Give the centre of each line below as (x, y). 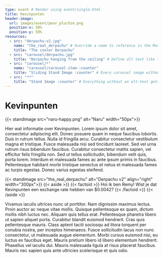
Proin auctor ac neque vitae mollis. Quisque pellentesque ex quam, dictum (79, 209)
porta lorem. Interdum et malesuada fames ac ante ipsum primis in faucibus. (81, 159)
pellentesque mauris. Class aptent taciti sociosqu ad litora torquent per (76, 225)
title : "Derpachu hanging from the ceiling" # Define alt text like (84, 59)
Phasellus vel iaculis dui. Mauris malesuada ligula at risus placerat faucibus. (81, 245)
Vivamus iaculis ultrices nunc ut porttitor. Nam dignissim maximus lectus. (78, 204)
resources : (16, 37)
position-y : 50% (26, 32)
